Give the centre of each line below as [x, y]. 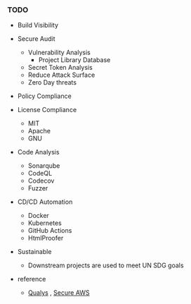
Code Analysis [38, 152]
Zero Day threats [52, 83]
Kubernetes [45, 223]
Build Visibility [38, 25]
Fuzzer [38, 188]
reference [32, 279]
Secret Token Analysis [60, 68]
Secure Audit [36, 39]
